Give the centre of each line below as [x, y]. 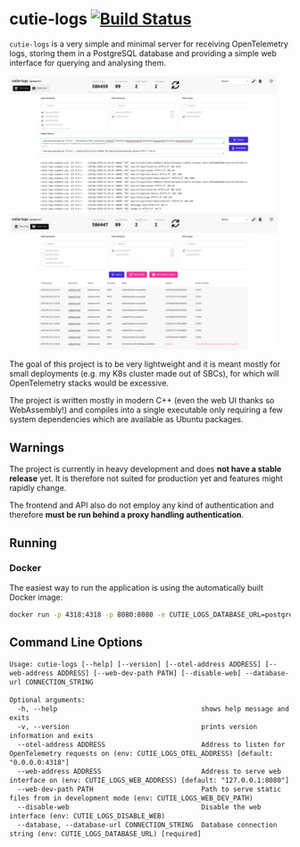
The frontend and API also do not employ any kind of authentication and [142, 505]
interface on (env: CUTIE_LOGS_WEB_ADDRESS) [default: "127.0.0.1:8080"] [150, 780]
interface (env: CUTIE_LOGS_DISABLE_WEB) [87, 816]
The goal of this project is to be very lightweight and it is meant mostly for [145, 364]
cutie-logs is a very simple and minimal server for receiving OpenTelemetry [149, 44]
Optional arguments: [48, 700]
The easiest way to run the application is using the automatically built [136, 587]
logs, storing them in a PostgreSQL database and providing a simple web [143, 53]
